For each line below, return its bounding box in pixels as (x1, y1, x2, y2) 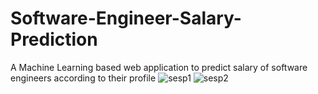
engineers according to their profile (10, 72, 157, 84)
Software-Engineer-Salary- (10, 7, 242, 30)
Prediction (10, 28, 98, 51)
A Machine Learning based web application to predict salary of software (10, 61, 308, 73)
